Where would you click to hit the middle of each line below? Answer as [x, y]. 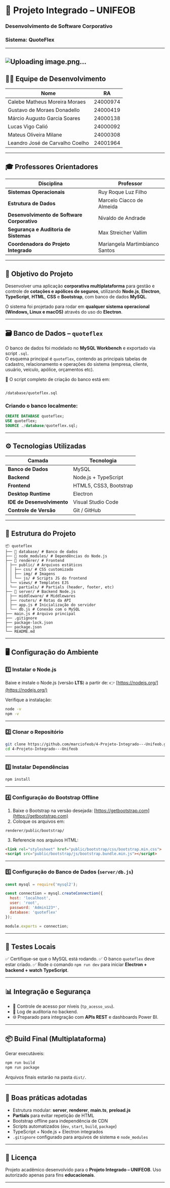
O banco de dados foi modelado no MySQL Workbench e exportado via [80, 348]
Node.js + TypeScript [98, 477]
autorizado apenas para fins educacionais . [50, 1175]
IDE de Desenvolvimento [38, 502]
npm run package [22, 1067]
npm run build [20, 1063]
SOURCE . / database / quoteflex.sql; [42, 426]
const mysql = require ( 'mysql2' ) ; [42, 884]
